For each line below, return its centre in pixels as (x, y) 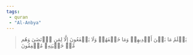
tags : (13, 12)
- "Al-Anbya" (25, 22)
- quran (18, 17)
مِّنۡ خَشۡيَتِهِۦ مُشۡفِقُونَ (48, 46)
